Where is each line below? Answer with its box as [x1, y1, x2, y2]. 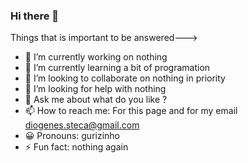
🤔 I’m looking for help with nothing [24, 83, 167, 95]
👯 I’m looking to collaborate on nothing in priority [24, 72, 226, 84]
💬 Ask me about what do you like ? [24, 94, 168, 106]
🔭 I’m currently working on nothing [24, 51, 168, 63]
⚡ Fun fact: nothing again [24, 141, 129, 153]
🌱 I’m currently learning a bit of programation [24, 62, 211, 74]
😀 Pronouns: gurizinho [24, 130, 121, 142]
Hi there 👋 [10, 9, 60, 23]
